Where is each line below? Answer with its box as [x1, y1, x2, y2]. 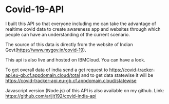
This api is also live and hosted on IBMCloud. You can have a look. [5, 56, 145, 63]
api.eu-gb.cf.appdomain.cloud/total [5, 72, 81, 78]
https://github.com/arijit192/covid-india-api [5, 93, 97, 99]
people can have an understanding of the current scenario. [5, 31, 130, 37]
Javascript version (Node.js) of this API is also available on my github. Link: [5, 87, 164, 93]
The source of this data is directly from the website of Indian [5, 41, 133, 47]
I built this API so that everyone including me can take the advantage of [5, 20, 157, 27]
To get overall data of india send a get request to [5, 67, 108, 73]
